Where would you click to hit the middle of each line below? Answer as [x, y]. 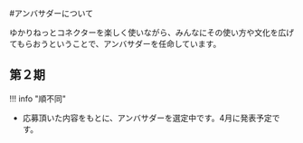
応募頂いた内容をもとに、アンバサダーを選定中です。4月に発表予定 [147, 118]
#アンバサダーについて [51, 13]
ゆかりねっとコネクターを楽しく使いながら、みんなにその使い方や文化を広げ [152, 33]
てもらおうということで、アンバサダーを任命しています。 [115, 44]
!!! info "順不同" [38, 99]
